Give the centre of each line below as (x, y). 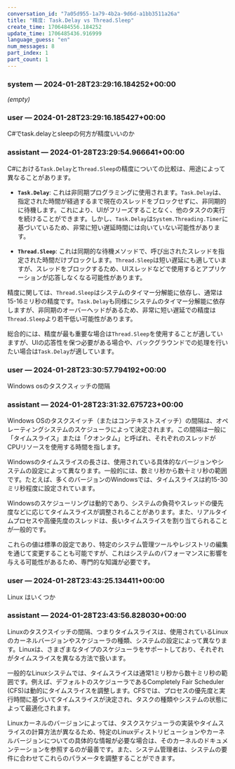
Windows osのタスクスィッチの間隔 (59, 386)
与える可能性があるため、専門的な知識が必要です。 (81, 562)
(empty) (19, 100)
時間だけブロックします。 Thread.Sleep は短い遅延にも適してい (131, 260)
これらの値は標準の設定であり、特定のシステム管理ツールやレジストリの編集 (117, 544)
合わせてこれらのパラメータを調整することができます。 (99, 758)
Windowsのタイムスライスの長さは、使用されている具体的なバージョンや (113, 462)
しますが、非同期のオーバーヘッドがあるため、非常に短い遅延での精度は (112, 310)
